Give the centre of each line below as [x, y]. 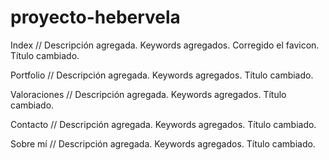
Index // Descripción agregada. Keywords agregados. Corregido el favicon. [165, 45]
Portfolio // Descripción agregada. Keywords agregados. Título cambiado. [162, 75]
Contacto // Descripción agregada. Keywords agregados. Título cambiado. [163, 124]
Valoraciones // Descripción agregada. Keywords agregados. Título [148, 94]
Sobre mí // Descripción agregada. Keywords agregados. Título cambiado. [163, 143]
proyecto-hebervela [95, 17]
